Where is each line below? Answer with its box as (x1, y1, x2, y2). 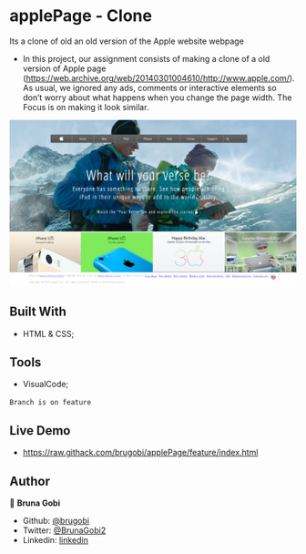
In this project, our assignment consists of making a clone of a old (22, 53, 270, 64)
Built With (9, 304, 66, 320)
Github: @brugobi (22, 516, 89, 527)
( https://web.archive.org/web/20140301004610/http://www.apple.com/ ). (22, 72, 295, 83)
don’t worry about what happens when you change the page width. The (22, 92, 292, 103)
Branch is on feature (9, 398, 92, 407)
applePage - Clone (9, 5, 153, 26)
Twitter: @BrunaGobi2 (22, 525, 107, 536)
